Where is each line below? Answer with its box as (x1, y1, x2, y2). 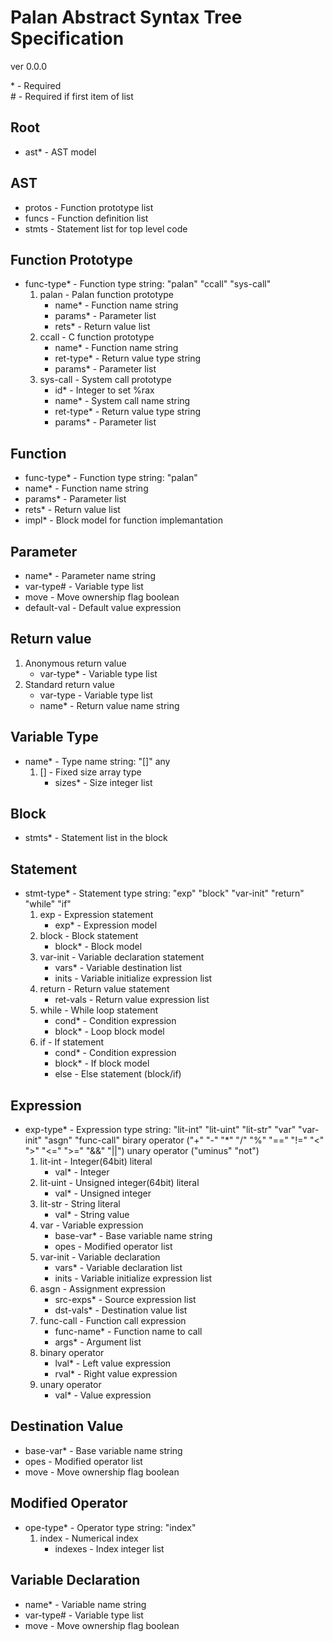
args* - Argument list (54, 1336, 142, 1348)
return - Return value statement (39, 983, 170, 995)
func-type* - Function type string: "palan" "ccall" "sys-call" (24, 278, 272, 290)
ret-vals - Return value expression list (54, 994, 210, 1006)
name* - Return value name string (39, 699, 180, 711)
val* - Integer (54, 1166, 110, 1178)
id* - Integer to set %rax (54, 384, 155, 396)
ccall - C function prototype (39, 331, 155, 343)
